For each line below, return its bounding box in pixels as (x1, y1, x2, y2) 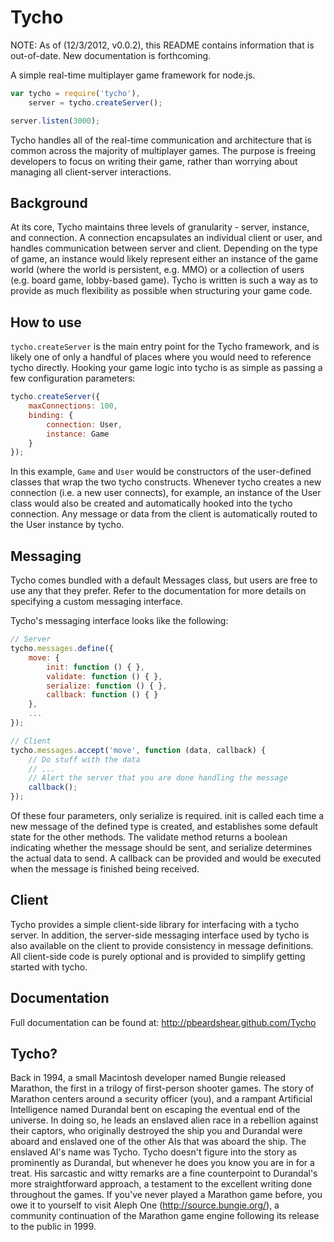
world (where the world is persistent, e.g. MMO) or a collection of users (10, 264, 305, 276)
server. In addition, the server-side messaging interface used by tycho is (10, 929, 310, 941)
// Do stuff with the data (28, 754, 141, 765)
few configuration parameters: (10, 372, 136, 385)
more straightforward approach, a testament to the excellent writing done (10, 1178, 313, 1190)
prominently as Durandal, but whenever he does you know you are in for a (10, 1157, 315, 1169)
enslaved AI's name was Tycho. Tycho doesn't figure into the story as (10, 1146, 298, 1158)
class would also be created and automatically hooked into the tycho (10, 497, 293, 510)
